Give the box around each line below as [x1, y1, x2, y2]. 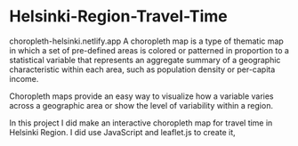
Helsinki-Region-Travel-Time [9, 6, 229, 27]
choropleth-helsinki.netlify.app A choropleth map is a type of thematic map [9, 36, 285, 46]
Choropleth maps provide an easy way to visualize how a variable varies [9, 91, 274, 101]
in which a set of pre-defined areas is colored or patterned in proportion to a [9, 45, 289, 55]
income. [9, 73, 39, 84]
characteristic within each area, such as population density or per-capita [9, 64, 276, 75]
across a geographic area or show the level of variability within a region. [9, 100, 274, 110]
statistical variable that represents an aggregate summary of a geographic [9, 54, 281, 65]
